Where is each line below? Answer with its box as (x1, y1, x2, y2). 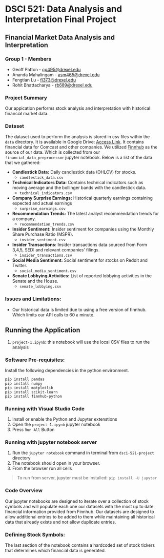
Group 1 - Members (5, 55, 52, 62)
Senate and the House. (12, 278, 59, 284)
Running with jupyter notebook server (5, 439, 97, 446)
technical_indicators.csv (19, 191, 72, 196)
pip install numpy (5, 381, 42, 386)
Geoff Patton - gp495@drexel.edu (12, 66, 81, 72)
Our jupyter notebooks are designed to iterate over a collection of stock (5, 498, 149, 504)
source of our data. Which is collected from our (5, 149, 101, 155)
